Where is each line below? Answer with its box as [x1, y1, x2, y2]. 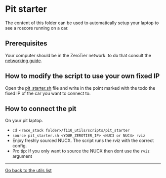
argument [12, 153, 32, 159]
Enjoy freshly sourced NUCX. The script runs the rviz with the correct [12, 138, 154, 143]
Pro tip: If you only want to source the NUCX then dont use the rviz [12, 148, 150, 154]
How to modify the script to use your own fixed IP [5, 72, 160, 80]
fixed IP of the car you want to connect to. [5, 90, 91, 96]
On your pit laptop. [5, 117, 43, 124]
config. [12, 143, 27, 149]
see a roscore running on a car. [5, 25, 69, 31]
